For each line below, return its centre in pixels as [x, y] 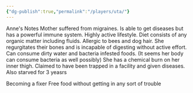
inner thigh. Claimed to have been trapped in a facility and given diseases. [96, 66]
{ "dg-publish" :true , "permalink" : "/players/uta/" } [68, 11]
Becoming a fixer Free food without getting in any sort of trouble [84, 84]
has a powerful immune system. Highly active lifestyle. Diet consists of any [97, 34]
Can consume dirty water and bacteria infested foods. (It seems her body [95, 53]
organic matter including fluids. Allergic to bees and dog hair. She [85, 41]
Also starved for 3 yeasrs [37, 72]
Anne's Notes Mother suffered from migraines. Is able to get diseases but [95, 28]
